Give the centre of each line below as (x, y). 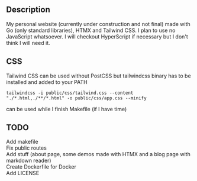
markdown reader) (29, 161)
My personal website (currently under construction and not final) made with (98, 24)
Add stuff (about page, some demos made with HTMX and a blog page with (98, 154)
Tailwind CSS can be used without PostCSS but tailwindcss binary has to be (98, 76)
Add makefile (22, 142)
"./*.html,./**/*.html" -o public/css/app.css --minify (76, 98)
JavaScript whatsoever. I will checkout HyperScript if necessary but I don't (97, 36)
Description (28, 10)
